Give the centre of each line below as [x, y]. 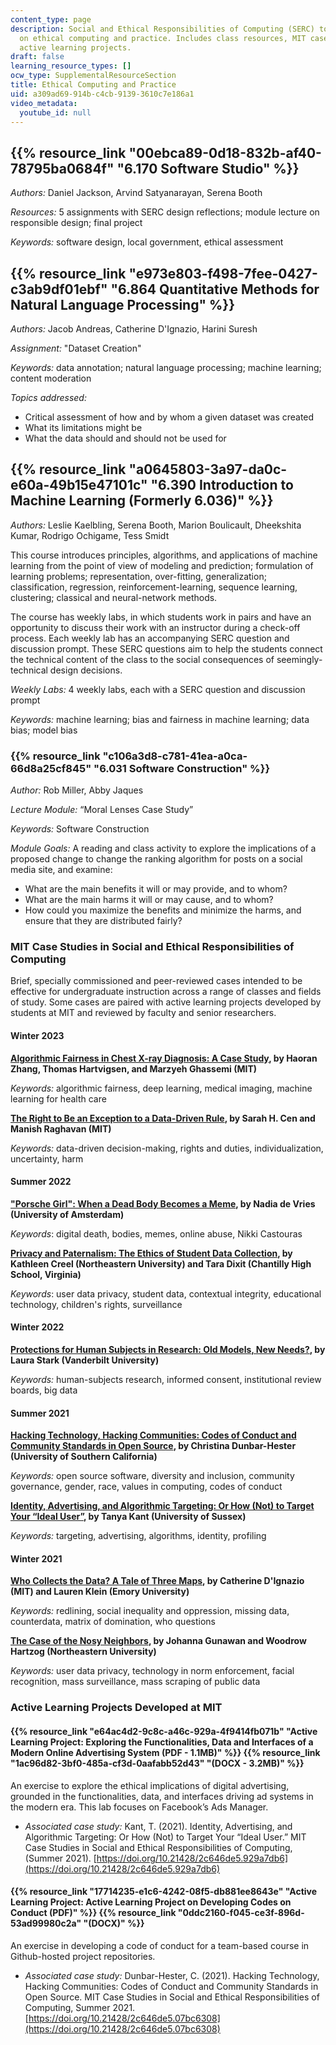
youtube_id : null [55, 112]
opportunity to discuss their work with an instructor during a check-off [155, 627]
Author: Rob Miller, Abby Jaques [77, 790]
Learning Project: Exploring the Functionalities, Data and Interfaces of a [162, 1742]
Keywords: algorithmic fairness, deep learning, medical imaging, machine [161, 1088]
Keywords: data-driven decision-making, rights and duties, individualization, [167, 1148]
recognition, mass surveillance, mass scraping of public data [135, 1682]
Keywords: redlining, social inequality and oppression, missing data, [150, 1611]
